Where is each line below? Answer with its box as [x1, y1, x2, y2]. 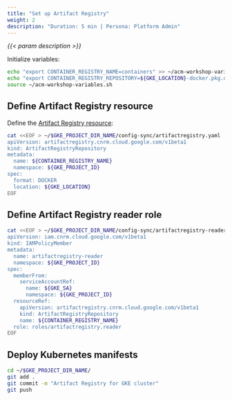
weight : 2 [7, 17, 36, 23]
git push [7, 386, 32, 393]
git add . [7, 373, 36, 380]
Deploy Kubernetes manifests [7, 349, 138, 361]
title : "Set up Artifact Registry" [7, 10, 110, 17]
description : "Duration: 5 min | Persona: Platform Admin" [7, 23, 181, 30]
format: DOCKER [13, 177, 57, 183]
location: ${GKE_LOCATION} [13, 183, 91, 190]
